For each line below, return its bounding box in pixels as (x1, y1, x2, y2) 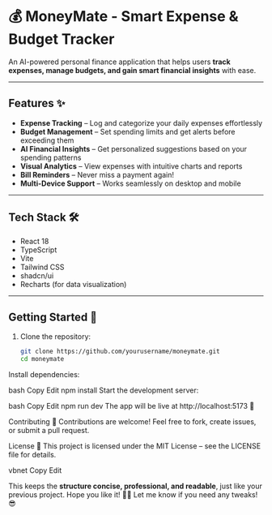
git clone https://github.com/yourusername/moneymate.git (19, 347, 220, 356)
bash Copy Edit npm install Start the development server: (8, 385, 199, 395)
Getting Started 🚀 (8, 310, 98, 324)
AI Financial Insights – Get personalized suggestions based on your (19, 144, 248, 153)
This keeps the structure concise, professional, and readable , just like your (8, 481, 263, 491)
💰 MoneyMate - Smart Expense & (8, 7, 239, 26)
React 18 (19, 236, 49, 246)
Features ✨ (8, 97, 66, 110)
